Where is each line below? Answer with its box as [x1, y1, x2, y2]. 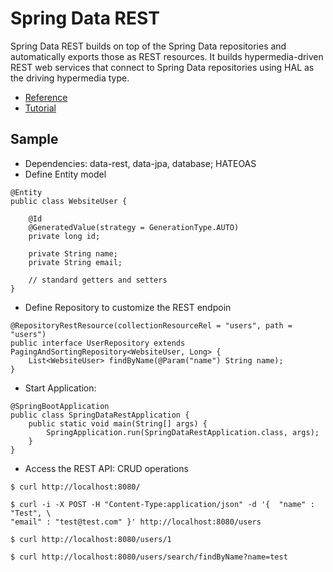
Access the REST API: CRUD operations [24, 462, 189, 474]
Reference [24, 91, 68, 103]
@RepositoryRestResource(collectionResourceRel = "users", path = [10, 320, 293, 331]
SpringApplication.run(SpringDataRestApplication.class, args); [46, 427, 320, 437]
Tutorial [24, 102, 57, 114]
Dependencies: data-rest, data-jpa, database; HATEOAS [24, 157, 257, 169]
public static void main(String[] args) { [28, 418, 208, 429]
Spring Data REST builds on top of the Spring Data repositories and [10, 40, 287, 52]
